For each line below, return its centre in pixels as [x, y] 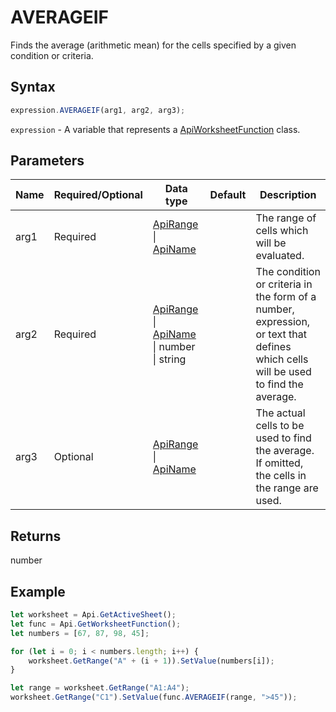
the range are [287, 488]
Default [228, 195]
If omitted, [279, 463]
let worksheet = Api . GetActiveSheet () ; [93, 615]
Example [38, 591]
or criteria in [284, 284]
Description [288, 195]
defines [273, 347]
